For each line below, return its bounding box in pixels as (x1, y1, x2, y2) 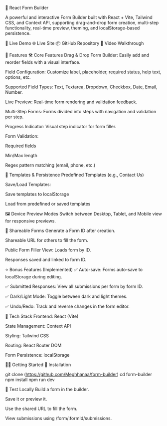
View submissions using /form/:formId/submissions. (5, 416, 112, 421)
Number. (5, 89, 23, 95)
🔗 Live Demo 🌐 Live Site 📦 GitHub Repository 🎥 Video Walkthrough (5, 40, 144, 46)
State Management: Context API (5, 323, 71, 329)
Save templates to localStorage (5, 191, 69, 197)
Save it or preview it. (5, 396, 47, 402)
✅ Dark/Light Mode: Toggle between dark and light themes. (5, 293, 128, 299)
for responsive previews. (5, 218, 56, 224)
